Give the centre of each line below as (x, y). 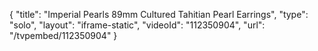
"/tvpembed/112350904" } (63, 35)
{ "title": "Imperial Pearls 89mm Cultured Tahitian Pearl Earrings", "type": (159, 14)
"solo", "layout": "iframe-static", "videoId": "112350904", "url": (137, 25)
